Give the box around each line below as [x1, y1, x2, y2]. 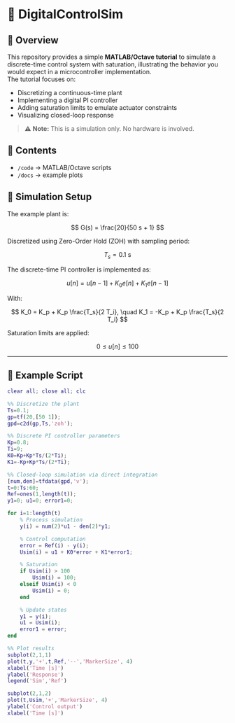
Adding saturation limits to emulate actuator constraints [17, 104, 177, 111]
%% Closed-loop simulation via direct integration [7, 471, 158, 478]
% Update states [20, 606, 68, 613]
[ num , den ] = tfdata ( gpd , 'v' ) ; [7, 477, 90, 485]
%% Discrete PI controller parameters [7, 433, 120, 440]
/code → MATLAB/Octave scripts [17, 163, 112, 171]
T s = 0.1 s [104, 250, 131, 260]
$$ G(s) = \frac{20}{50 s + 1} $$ [71, 223, 164, 232]
